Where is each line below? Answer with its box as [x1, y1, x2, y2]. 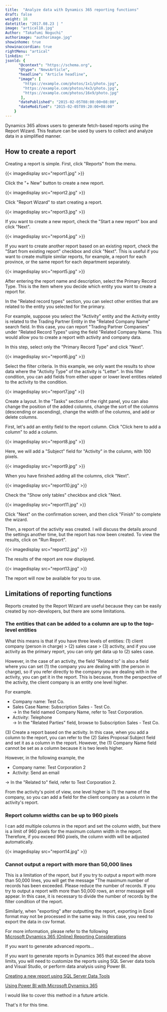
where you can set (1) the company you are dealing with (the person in [5, 663, 150, 669]
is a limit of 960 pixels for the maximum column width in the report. [5, 828, 143, 835]
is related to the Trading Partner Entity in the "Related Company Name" [5, 318, 151, 324]
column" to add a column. [5, 429, 58, 435]
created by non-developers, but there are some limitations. [5, 608, 126, 614]
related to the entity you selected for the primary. [5, 304, 106, 310]
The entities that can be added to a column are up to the [5, 621, 143, 627]
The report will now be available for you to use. [5, 575, 101, 581]
